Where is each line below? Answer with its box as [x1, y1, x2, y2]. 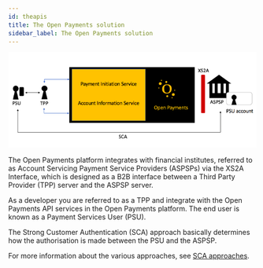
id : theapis [8, 13, 47, 20]
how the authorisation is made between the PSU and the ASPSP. [8, 236, 217, 245]
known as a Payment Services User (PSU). [8, 212, 146, 222]
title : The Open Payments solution [8, 20, 125, 29]
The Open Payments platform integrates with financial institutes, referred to [8, 155, 254, 164]
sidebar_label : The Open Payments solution [8, 29, 154, 37]
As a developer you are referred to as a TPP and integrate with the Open [8, 195, 243, 204]
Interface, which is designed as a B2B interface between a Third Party [8, 171, 235, 181]
